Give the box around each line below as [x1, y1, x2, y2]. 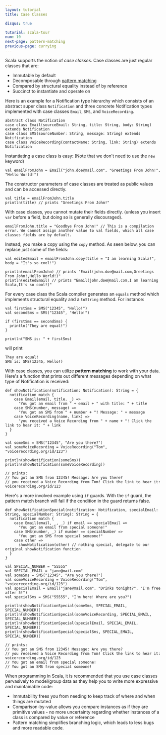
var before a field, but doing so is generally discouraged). [5, 214, 123, 220]
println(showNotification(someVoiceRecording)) [5, 462, 106, 467]
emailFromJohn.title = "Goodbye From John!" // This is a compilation [5, 223, 154, 229]
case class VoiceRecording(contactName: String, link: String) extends [5, 140, 156, 145]
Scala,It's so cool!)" [5, 282, 52, 287]
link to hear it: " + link [5, 422, 61, 428]
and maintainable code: [5, 683, 53, 689]
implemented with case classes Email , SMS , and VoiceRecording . [5, 108, 135, 114]
